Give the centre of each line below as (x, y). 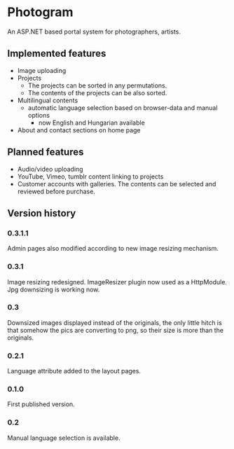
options (39, 115)
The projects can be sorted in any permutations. (97, 85)
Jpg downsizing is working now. (54, 289)
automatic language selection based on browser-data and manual (123, 108)
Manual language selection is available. (64, 438)
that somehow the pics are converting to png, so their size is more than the (116, 330)
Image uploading (42, 70)
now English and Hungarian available (91, 123)
